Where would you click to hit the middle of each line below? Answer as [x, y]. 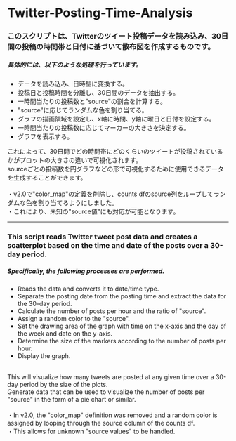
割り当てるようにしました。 [78, 203]
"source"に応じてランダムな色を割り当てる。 [83, 110]
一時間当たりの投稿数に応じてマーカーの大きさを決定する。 [104, 128]
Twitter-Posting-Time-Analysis [100, 13]
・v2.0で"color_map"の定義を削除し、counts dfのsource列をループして [111, 194]
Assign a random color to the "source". [73, 318]
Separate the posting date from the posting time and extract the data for [122, 296]
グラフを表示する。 [45, 137]
